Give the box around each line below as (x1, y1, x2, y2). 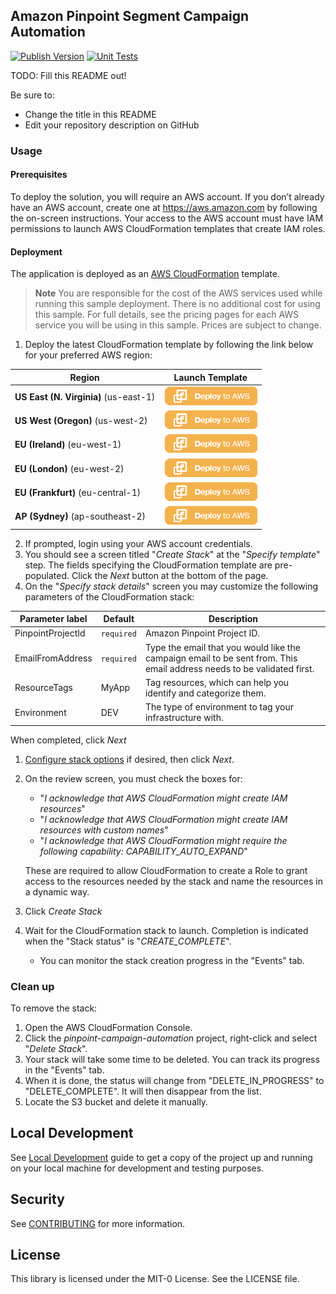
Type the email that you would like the (144, 641, 301, 653)
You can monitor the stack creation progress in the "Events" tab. (39, 954, 305, 966)
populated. (24, 569, 70, 581)
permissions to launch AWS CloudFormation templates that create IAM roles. (10, 222, 326, 234)
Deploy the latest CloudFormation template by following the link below (24, 339, 314, 351)
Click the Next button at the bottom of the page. (71, 569, 269, 581)
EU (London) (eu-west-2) (14, 462, 125, 474)
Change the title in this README (24, 108, 157, 120)
